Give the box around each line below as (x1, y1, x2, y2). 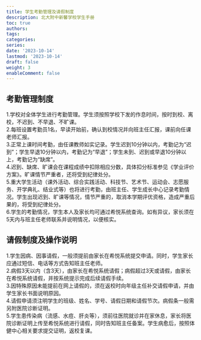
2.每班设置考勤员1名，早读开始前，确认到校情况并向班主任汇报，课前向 (6, 126, 181, 133)
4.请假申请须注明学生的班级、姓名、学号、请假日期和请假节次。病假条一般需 (6, 297, 194, 304)
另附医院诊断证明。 (6, 304, 54, 312)
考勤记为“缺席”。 (16, 156, 59, 163)
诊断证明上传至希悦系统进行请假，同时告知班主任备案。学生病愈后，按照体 (11, 319, 195, 327)
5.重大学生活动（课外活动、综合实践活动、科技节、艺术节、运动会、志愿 (6, 178, 184, 186)
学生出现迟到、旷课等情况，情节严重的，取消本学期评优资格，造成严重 (16, 193, 190, 201)
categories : (6, 37, 36, 43)
